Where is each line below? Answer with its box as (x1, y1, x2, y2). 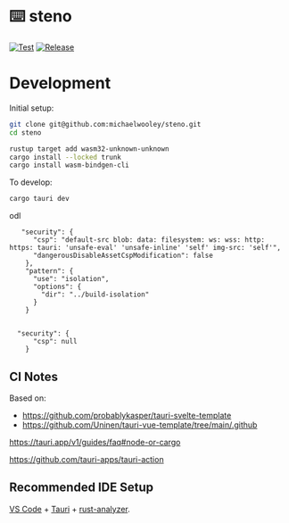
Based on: (9, 393, 46, 403)
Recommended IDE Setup (9, 480, 154, 495)
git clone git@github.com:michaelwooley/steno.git (9, 120, 202, 129)
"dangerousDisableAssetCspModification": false (32, 251, 214, 261)
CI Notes (9, 369, 59, 384)
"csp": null (32, 337, 78, 346)
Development (9, 73, 111, 94)
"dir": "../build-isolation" (41, 290, 150, 299)
